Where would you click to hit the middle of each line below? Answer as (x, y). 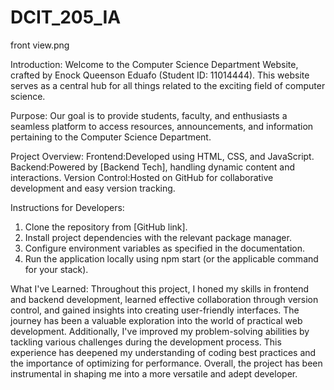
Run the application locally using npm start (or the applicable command (171, 258)
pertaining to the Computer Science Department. (111, 137)
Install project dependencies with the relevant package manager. (158, 237)
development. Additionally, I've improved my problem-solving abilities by (160, 331)
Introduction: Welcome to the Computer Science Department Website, (154, 64)
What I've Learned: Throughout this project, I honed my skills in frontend (160, 288)
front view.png (40, 45)
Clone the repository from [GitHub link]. (106, 227)
